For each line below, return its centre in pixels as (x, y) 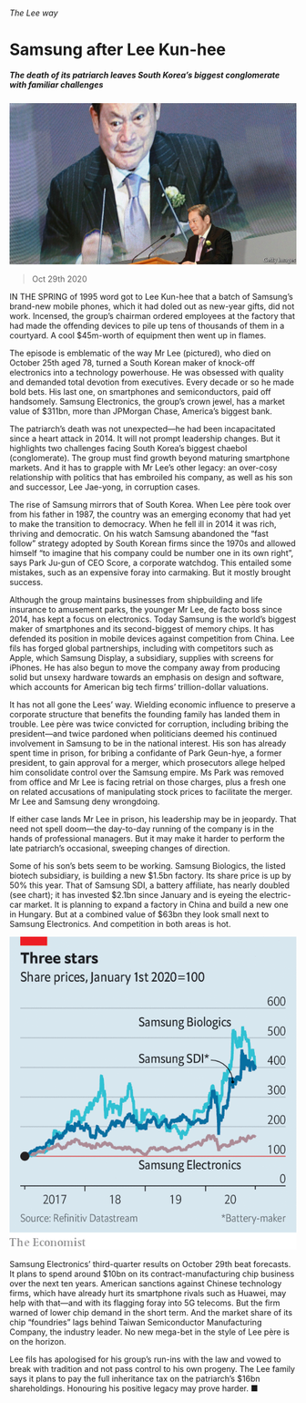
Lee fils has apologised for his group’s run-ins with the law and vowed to (145, 1359)
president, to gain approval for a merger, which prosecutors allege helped (148, 763)
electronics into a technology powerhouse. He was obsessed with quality (147, 373)
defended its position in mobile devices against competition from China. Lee (152, 639)
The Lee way (34, 13)
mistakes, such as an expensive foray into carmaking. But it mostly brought (150, 573)
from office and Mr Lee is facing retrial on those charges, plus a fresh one (148, 782)
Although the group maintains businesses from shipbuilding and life (136, 600)
